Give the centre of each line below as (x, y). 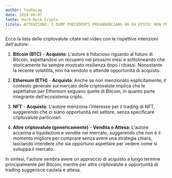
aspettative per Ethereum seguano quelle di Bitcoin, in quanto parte (84, 91)
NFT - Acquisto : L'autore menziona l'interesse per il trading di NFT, (84, 107)
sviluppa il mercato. (34, 149)
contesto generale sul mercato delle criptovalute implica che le (79, 86)
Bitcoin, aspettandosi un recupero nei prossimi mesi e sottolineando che (89, 60)
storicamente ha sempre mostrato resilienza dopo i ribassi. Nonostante (88, 65)
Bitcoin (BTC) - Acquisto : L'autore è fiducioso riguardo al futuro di (83, 54)
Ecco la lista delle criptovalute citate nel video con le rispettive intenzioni (82, 39)
